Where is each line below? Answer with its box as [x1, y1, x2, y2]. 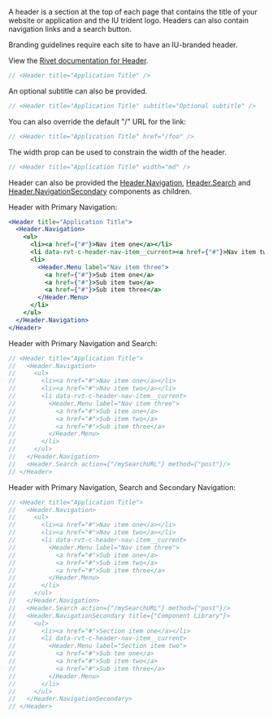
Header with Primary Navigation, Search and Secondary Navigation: [8, 482, 236, 492]
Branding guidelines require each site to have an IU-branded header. [8, 40, 238, 50]
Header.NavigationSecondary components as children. [8, 186, 193, 196]
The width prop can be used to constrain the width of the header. [8, 147, 227, 157]
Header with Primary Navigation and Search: [8, 338, 158, 348]
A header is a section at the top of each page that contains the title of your [8, 7, 258, 16]
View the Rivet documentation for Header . [8, 56, 149, 65]
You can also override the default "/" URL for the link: [8, 116, 187, 126]
